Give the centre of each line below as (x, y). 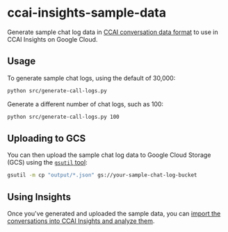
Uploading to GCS (47, 138)
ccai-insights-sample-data (87, 13)
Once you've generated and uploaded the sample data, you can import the (114, 214)
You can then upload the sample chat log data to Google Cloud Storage (109, 155)
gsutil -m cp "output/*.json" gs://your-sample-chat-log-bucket (102, 175)
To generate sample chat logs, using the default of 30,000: (91, 78)
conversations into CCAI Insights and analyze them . (81, 221)
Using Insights (39, 197)
